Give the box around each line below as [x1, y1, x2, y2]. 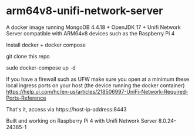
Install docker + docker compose [6, 41, 86, 48]
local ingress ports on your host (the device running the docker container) [6, 81, 185, 89]
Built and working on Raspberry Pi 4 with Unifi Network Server [6, 117, 157, 124]
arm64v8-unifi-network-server [6, 4, 163, 18]
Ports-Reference [6, 94, 46, 101]
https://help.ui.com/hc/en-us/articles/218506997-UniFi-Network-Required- [6, 88, 189, 95]
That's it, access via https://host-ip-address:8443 [6, 106, 127, 113]
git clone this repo [6, 52, 50, 60]
